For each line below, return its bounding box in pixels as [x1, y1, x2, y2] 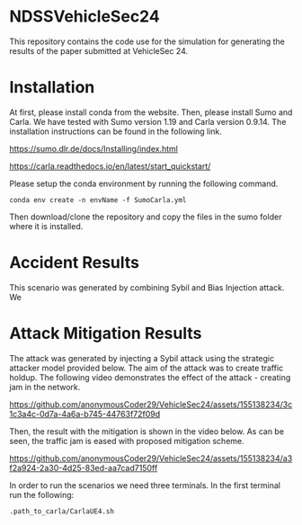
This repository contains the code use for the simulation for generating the [9, 36, 286, 47]
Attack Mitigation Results [9, 324, 202, 343]
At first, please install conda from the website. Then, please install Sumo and [9, 106, 293, 118]
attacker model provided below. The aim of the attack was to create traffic [9, 362, 284, 373]
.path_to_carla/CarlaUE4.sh [9, 506, 115, 516]
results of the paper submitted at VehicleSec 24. [9, 45, 189, 56]
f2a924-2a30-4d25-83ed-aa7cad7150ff [9, 462, 158, 473]
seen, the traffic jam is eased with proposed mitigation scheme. [9, 435, 244, 446]
